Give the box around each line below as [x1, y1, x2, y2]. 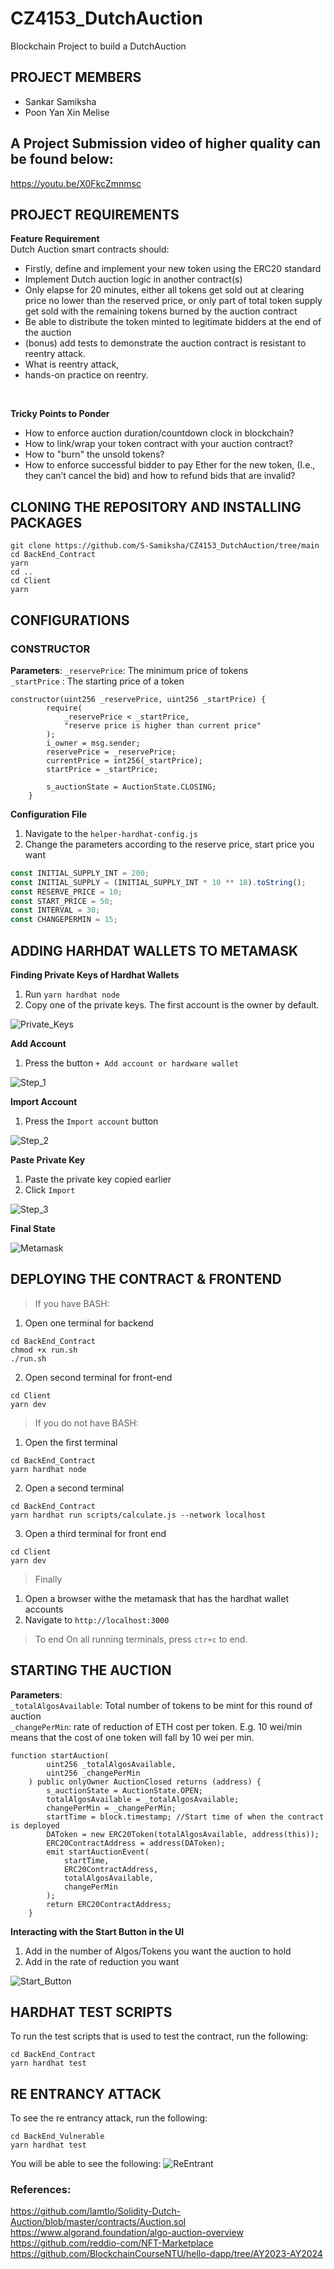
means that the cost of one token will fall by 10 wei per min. [10, 1731, 255, 1743]
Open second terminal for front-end [24, 1371, 173, 1383]
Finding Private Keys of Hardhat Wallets [10, 968, 180, 981]
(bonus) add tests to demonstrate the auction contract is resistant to [24, 337, 307, 349]
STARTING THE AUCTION [10, 1662, 172, 1679]
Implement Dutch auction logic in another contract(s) [24, 273, 243, 286]
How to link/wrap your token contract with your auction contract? [24, 438, 294, 450]
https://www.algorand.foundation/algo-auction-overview [10, 2227, 244, 2239]
